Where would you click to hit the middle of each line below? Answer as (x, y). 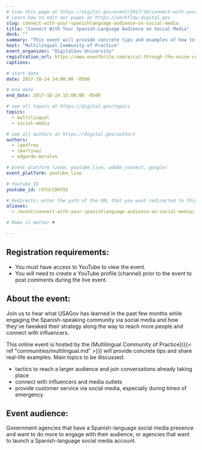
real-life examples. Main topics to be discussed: (66, 357)
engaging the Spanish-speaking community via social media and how (92, 320)
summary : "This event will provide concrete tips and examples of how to (101, 40)
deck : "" (17, 34)
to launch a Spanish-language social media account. (71, 441)
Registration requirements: (58, 252)
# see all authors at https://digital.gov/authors (71, 134)
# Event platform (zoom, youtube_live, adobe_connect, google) (87, 167)
